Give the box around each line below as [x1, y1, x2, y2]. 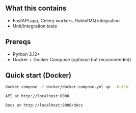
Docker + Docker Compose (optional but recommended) [12, 56, 131, 62]
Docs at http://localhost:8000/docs [5, 103, 83, 108]
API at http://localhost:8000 [5, 94, 70, 99]
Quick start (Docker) [5, 71, 71, 80]
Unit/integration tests [12, 23, 57, 29]
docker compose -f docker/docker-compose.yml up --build [5, 85, 129, 90]
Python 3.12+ [12, 51, 40, 57]
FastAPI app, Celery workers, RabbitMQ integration [12, 17, 120, 23]
